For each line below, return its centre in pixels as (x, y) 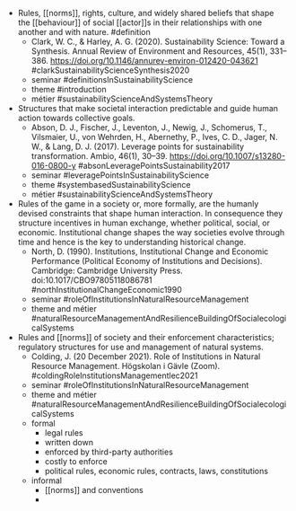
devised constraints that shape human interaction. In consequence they (150, 213)
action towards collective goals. (76, 118)
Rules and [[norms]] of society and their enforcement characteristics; (146, 337)
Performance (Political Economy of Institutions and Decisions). (147, 261)
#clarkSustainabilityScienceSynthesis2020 (110, 70)
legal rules (64, 433)
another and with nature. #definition (84, 32)
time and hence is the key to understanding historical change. (132, 242)
